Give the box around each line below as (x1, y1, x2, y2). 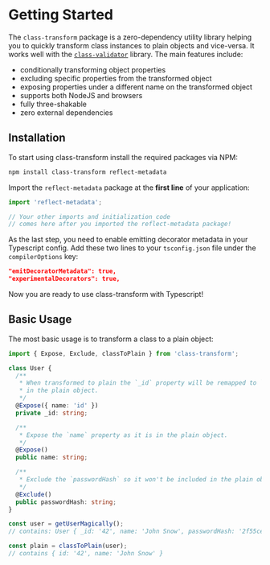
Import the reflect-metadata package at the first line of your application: (8, 183, 251, 192)
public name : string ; (15, 453, 88, 462)
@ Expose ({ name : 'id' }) (15, 402, 99, 410)
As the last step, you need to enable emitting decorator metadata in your (8, 235, 248, 245)
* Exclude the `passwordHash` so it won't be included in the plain (18, 476, 253, 484)
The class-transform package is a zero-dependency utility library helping (8, 32, 252, 42)
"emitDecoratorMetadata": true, (8, 267, 117, 275)
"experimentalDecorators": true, (8, 275, 121, 283)
